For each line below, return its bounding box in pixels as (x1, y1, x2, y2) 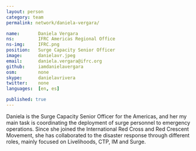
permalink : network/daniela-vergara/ (6, 20, 100, 26)
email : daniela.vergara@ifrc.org (6, 58, 102, 64)
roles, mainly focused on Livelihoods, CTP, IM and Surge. (6, 138, 147, 145)
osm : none (6, 69, 49, 75)
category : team (6, 14, 44, 20)
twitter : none (6, 80, 49, 86)
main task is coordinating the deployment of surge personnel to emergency (6, 119, 191, 126)
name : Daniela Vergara (6, 30, 78, 36)
